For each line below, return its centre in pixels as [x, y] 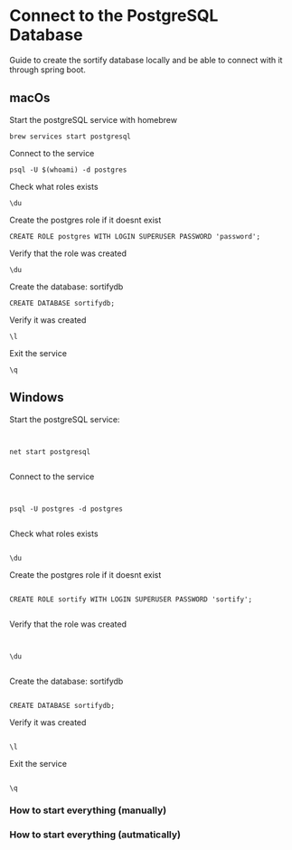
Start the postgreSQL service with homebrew [94, 119]
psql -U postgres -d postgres [66, 509]
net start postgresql [50, 452]
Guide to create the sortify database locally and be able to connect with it [146, 60]
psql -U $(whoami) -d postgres [68, 170]
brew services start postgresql [70, 137]
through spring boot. [47, 70]
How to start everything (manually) [88, 810]
